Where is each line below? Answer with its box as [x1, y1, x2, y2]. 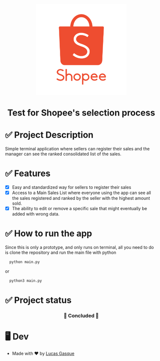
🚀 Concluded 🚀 [63, 312, 99, 319]
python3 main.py [9, 279, 42, 283]
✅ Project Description [5, 130, 94, 141]
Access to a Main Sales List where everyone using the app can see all [12, 190, 151, 196]
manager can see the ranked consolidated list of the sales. [5, 151, 122, 157]
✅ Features [5, 168, 51, 179]
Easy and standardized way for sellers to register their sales [12, 184, 131, 190]
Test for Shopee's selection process [7, 107, 156, 118]
